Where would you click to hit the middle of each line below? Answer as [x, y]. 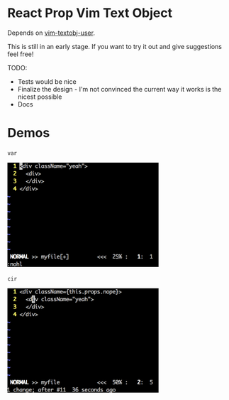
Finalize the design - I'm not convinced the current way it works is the [119, 89]
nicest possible [40, 97]
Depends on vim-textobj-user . [51, 33]
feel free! [21, 54]
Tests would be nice [47, 81]
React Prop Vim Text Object [90, 13]
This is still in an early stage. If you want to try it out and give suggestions [114, 46]
